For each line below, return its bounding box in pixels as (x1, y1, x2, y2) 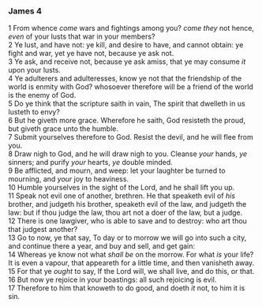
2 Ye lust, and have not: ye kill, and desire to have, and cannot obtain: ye (8, 40, 244, 50)
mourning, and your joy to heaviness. (8, 174, 129, 184)
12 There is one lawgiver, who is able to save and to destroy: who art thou (8, 216, 247, 226)
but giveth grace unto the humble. (8, 124, 118, 133)
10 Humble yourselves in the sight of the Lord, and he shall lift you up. (8, 183, 235, 193)
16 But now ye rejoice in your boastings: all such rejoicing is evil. (8, 275, 217, 285)
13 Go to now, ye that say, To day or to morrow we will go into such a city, (8, 233, 247, 242)
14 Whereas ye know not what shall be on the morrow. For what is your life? (8, 250, 254, 260)
